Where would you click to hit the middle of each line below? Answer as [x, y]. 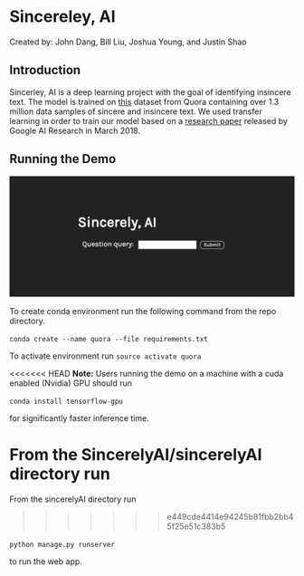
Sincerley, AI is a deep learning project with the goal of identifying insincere [150, 91]
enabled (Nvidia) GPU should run [71, 383]
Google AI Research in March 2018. [75, 130]
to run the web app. [46, 562]
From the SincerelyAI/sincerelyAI [136, 455]
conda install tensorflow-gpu [66, 402]
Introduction [45, 70]
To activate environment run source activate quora [105, 356]
